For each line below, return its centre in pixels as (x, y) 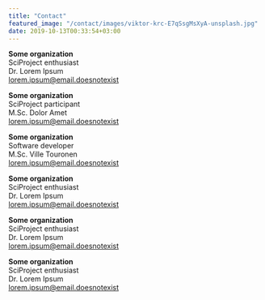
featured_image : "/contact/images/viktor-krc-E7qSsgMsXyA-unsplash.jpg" (133, 24)
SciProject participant (44, 104)
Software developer (41, 146)
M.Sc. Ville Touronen (43, 154)
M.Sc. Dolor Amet (38, 113)
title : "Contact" (38, 16)
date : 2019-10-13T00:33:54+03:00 (65, 31)
